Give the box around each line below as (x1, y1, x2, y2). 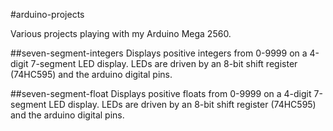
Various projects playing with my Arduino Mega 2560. (10, 28, 232, 39)
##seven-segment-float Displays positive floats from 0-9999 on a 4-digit (10, 88, 312, 99)
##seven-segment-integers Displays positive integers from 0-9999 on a (10, 47, 308, 59)
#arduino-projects (10, 9, 85, 20)
